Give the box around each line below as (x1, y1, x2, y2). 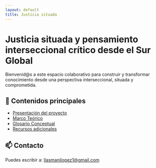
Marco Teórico (12, 115, 43, 121)
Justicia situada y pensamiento (5, 34, 138, 45)
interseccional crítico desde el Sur (5, 44, 151, 56)
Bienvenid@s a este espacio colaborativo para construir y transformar (5, 71, 150, 78)
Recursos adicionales (12, 126, 57, 132)
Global (5, 55, 33, 66)
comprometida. (5, 82, 37, 88)
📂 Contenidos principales (5, 96, 86, 105)
